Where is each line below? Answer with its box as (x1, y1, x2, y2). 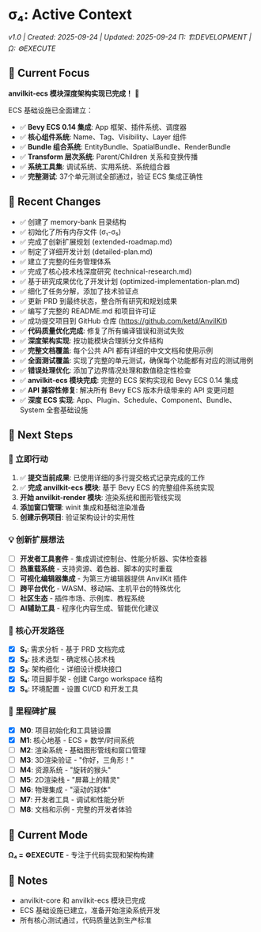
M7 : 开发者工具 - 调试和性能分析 (19, 795, 125, 805)
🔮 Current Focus (8, 66, 90, 80)
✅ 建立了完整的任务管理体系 (19, 256, 112, 266)
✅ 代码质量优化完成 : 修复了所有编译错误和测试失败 (19, 326, 184, 335)
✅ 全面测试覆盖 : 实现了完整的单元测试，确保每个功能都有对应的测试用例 (19, 355, 254, 365)
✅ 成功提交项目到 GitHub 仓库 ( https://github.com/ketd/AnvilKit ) (19, 316, 228, 325)
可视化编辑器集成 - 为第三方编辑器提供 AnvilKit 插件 (19, 574, 187, 583)
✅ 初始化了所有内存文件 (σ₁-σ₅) (19, 227, 122, 237)
